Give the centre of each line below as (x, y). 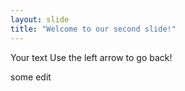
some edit (31, 77)
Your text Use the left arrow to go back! (91, 57)
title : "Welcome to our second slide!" (93, 29)
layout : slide (40, 19)
